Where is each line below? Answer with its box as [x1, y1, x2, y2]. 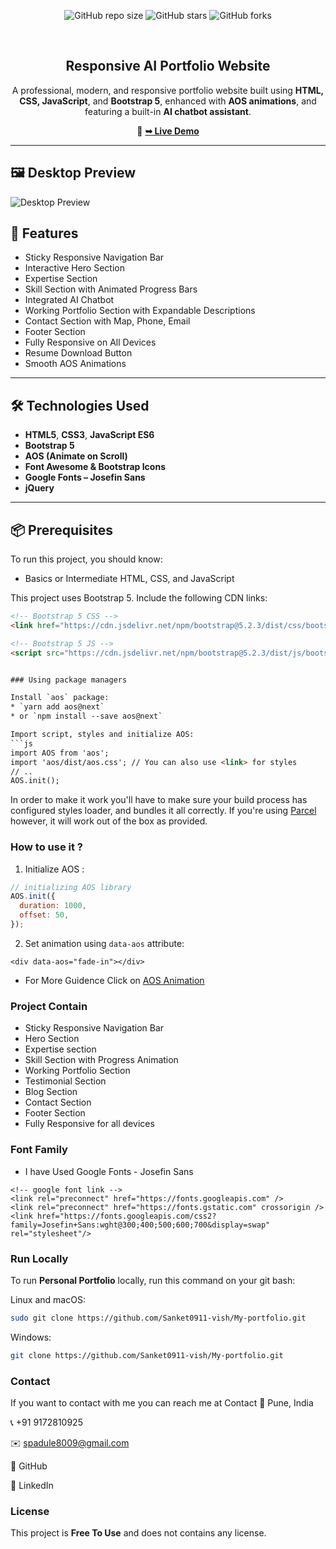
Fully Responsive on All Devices [24, 336, 157, 349]
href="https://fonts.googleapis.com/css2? [36, 1211, 217, 1221]
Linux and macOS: [10, 1293, 86, 1305]
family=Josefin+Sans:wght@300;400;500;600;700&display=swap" [10, 1220, 271, 1230]
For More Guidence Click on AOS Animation [24, 974, 205, 986]
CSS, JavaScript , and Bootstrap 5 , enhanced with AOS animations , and [19, 95, 317, 107]
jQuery [24, 482, 55, 494]
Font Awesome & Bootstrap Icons [24, 461, 167, 473]
